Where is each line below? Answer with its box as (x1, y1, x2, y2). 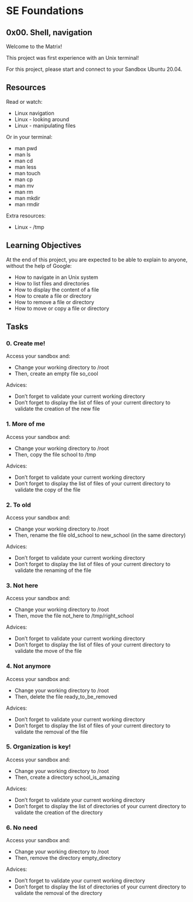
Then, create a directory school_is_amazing (14, 774, 120, 781)
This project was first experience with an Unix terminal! (6, 55, 139, 61)
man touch (14, 169, 41, 176)
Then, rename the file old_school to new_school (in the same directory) (14, 532, 186, 539)
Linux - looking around (14, 115, 70, 122)
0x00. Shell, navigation (6, 28, 92, 38)
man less (14, 163, 37, 171)
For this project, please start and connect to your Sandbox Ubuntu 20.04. (6, 66, 182, 73)
